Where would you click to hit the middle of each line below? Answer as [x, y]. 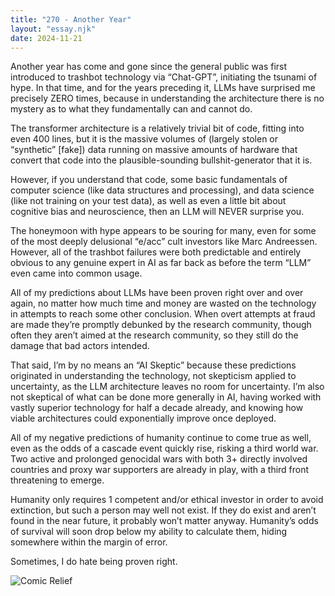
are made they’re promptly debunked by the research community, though [161, 325]
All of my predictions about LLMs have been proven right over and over [157, 293]
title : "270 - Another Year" [71, 19]
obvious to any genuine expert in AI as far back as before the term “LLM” [161, 263]
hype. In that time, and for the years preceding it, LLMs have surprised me [163, 88]
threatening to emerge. [57, 480]
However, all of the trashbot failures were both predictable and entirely [156, 252]
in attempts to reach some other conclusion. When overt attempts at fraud [163, 314]
